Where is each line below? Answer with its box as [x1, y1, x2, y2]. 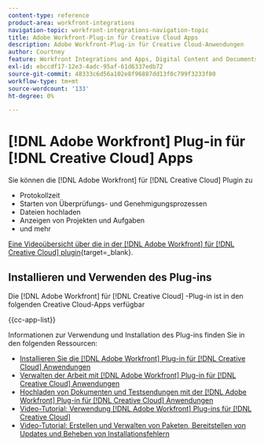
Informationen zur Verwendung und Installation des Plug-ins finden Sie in [8, 330, 245, 339]
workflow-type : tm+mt [8, 77, 79, 85]
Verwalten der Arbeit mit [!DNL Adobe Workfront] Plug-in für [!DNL [19, 370, 236, 380]
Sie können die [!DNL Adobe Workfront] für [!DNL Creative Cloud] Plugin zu [8, 175, 253, 185]
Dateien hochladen [19, 208, 81, 217]
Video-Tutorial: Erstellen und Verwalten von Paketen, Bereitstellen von [19, 421, 246, 429]
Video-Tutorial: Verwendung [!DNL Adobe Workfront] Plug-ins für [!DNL [19, 404, 252, 413]
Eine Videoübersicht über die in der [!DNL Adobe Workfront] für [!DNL [8, 239, 235, 249]
